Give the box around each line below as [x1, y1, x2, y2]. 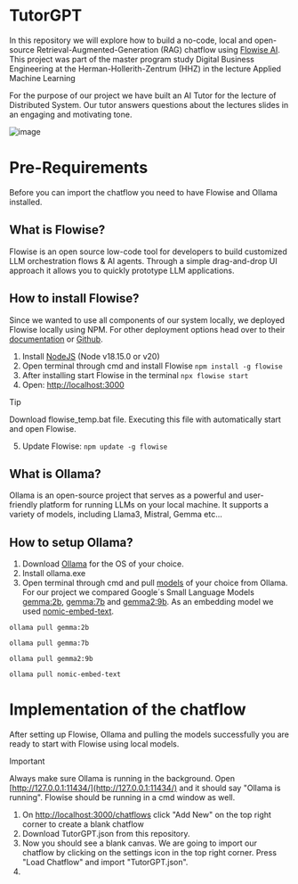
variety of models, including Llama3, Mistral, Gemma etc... [9, 509, 222, 520]
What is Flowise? [9, 222, 106, 237]
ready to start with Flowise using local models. [9, 739, 180, 749]
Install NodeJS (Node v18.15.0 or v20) [21, 351, 160, 361]
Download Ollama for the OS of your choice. [21, 558, 184, 569]
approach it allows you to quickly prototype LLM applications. [9, 265, 235, 276]
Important [9, 756, 45, 767]
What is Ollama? [9, 466, 102, 482]
